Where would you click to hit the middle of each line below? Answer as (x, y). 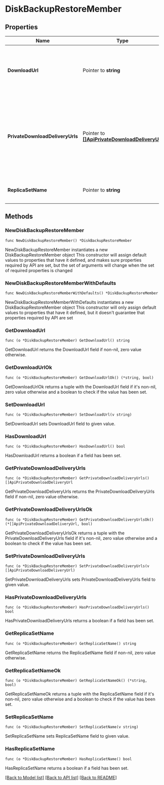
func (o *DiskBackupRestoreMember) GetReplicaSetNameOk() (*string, (76, 680)
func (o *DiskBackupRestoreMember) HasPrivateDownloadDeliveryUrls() (77, 607)
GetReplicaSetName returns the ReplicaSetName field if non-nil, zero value (81, 653)
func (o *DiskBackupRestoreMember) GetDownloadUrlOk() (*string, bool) (79, 378)
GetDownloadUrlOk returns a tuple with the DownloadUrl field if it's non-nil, (81, 386)
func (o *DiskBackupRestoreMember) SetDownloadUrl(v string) (69, 414)
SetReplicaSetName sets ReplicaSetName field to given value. (67, 736)
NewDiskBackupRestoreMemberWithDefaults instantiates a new (70, 302)
